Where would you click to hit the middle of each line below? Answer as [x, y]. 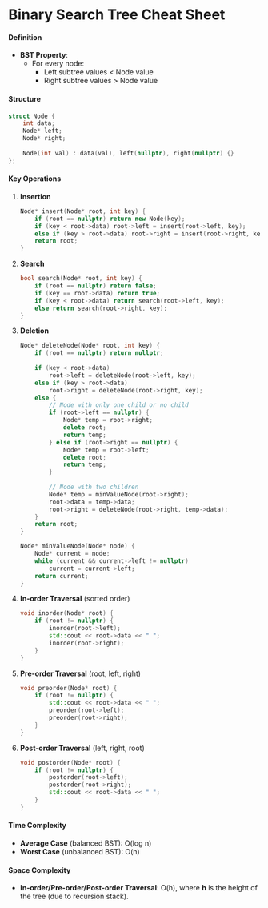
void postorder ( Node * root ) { [70, 762]
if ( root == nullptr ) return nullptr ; [99, 353]
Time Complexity [37, 826]
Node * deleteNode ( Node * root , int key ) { [90, 346]
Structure [25, 98]
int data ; [39, 123]
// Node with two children [94, 487]
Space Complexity [40, 870]
